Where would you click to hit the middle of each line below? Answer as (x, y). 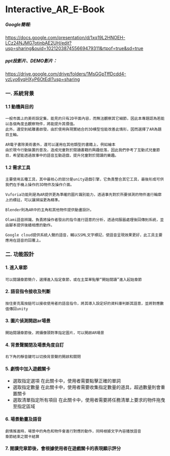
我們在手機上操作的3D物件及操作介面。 (40, 185)
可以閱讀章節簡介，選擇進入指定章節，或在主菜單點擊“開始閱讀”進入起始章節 (74, 279)
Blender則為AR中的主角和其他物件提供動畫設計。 (49, 210)
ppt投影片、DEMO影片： (31, 61)
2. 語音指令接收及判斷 (28, 291)
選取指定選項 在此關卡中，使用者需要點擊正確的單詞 (66, 381)
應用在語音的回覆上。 (24, 240)
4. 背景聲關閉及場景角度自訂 (35, 344)
